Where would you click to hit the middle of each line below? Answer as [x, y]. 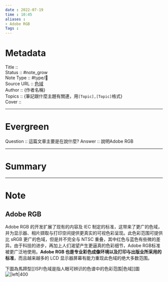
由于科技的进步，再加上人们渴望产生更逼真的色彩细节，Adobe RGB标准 [87, 245]
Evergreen [27, 127]
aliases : [15, 19]
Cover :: [13, 102]
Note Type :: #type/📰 [27, 78]
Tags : [12, 29]
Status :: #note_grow [26, 73]
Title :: [12, 67]
